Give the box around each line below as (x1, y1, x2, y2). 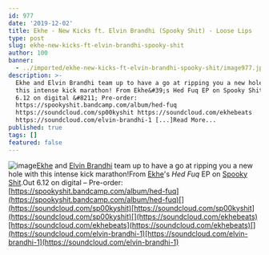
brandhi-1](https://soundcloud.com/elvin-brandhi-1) (8, 237, 179, 247)
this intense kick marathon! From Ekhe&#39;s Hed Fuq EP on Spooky (15, 86, 246, 95)
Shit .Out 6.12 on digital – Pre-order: (8, 177, 123, 187)
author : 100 (8, 49, 48, 57)
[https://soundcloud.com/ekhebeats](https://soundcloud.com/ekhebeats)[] (8, 220, 256, 229)
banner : (8, 57, 34, 65)
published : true (8, 123, 62, 132)
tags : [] (8, 131, 38, 139)
